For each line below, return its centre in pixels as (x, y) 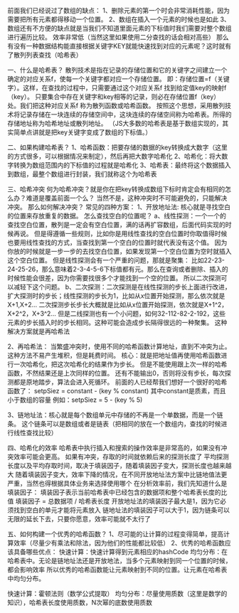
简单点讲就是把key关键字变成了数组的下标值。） (83, 132)
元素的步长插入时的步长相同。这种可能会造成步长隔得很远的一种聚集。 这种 (117, 323)
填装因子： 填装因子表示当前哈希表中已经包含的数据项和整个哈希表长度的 (114, 492)
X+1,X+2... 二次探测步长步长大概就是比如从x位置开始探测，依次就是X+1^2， (118, 305)
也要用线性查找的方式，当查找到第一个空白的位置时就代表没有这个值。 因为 (117, 242)
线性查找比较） (35, 433)
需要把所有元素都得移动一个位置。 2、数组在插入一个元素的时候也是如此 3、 (119, 19)
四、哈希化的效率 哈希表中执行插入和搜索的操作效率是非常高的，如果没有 (114, 448)
